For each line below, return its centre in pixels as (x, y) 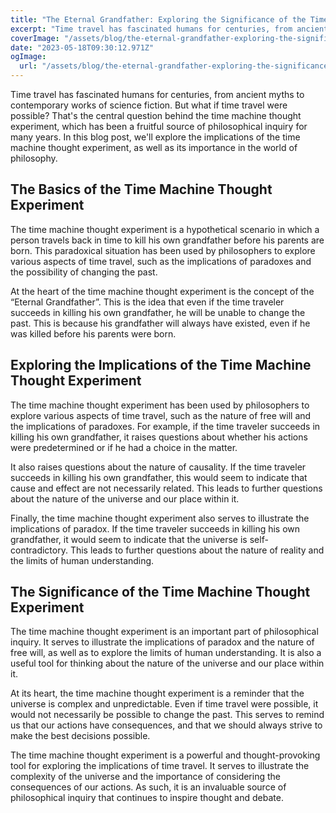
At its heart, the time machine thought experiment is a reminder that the (157, 693)
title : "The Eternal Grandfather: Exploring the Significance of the (158, 19)
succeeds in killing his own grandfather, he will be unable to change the (158, 312)
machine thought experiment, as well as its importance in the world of (154, 147)
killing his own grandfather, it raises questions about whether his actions (159, 437)
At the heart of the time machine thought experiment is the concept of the (162, 291)
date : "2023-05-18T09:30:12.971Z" (82, 47)
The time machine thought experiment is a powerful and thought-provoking (165, 755)
